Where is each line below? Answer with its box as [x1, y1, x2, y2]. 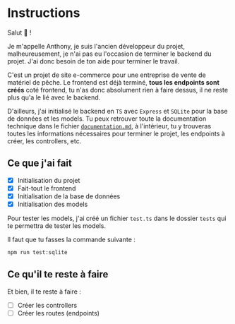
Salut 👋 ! [7, 28, 32, 37]
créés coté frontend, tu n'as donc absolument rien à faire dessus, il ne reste [7, 85, 228, 94]
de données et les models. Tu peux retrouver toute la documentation [7, 114, 207, 123]
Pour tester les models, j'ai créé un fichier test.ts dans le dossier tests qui [7, 214, 227, 222]
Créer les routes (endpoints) [17, 308, 100, 317]
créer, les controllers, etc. [7, 136, 82, 145]
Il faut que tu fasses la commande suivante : [7, 235, 136, 244]
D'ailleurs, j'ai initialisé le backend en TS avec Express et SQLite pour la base [7, 107, 228, 115]
